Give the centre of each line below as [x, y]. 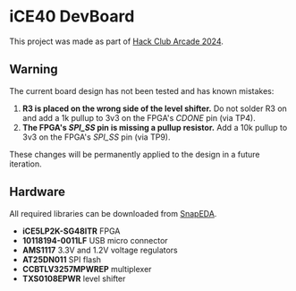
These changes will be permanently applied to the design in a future [135, 154]
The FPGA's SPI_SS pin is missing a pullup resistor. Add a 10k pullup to [155, 127]
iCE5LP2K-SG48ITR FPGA [71, 231]
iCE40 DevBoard [72, 17]
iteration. [25, 164]
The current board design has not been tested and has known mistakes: [142, 90]
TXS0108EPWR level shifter [74, 278]
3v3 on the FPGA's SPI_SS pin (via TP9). [96, 137]
